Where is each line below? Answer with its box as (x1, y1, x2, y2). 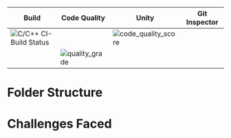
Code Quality (60, 13, 105, 23)
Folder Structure (7, 85, 103, 100)
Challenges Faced (7, 116, 112, 132)
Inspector (186, 17, 219, 27)
